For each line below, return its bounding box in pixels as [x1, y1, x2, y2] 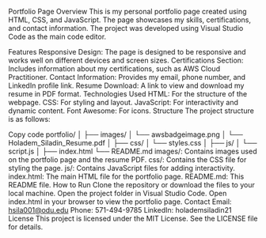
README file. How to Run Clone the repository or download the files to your [8, 180, 255, 189]
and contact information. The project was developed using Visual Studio [8, 24, 244, 32]
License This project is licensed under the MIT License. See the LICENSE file [8, 213, 258, 223]
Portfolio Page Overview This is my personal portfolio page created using [8, 7, 247, 16]
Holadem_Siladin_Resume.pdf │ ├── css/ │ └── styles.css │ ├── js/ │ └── [8, 138, 257, 147]
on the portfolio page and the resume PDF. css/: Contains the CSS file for [8, 155, 247, 164]
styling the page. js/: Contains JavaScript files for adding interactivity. [8, 164, 236, 172]
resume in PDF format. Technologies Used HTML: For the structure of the [8, 89, 248, 98]
